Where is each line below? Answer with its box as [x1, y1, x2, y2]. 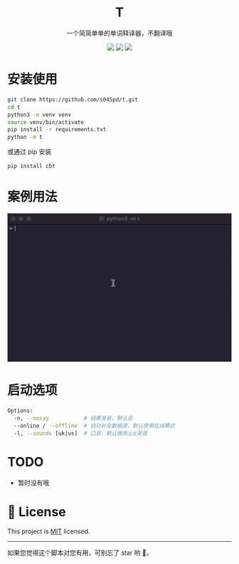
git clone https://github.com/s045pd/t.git [7, 96, 139, 103]
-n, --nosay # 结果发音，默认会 [14, 414, 133, 421]
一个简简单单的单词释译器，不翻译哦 [66, 29, 173, 37]
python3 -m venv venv [7, 111, 72, 118]
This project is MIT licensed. [7, 527, 90, 535]
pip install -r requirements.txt [7, 126, 107, 133]
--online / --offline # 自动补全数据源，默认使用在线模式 [14, 422, 176, 429]
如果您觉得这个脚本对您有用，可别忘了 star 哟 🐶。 [7, 548, 153, 557]
